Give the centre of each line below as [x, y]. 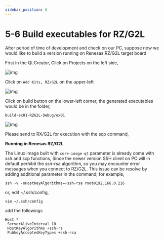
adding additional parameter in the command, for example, [65, 174]
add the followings [24, 210]
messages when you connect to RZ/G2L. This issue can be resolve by [76, 169]
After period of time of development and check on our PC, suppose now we [82, 48]
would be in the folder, [28, 106]
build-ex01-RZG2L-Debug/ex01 [35, 115]
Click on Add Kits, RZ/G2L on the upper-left [49, 81]
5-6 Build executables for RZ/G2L [75, 34]
